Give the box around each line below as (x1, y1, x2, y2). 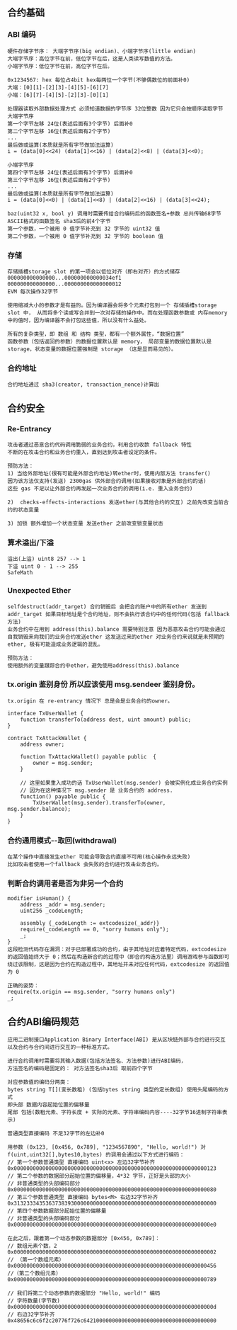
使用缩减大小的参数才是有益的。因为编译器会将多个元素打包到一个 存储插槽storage (7, 302, 217, 309)
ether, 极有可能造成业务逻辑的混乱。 (7, 640, 104, 648)
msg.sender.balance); (7, 805, 71, 812)
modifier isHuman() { (7, 895, 71, 902)
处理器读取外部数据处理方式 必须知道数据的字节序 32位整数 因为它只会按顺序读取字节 (7, 105, 224, 112)
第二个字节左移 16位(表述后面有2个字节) (7, 127, 111, 135)
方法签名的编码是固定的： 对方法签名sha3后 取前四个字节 (7, 1065, 154, 1072)
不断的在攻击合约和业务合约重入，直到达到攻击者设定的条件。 (7, 448, 161, 455)
